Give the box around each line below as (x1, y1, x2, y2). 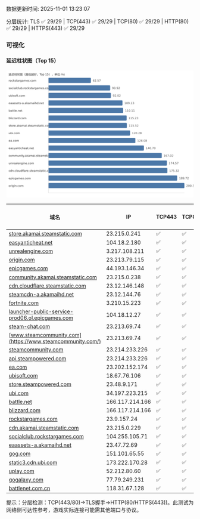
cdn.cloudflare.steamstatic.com (8, 282, 86, 289)
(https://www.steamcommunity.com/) (8, 338, 101, 345)
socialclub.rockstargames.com (8, 432, 85, 440)
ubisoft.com (8, 372, 38, 379)
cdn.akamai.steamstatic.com (8, 424, 79, 431)
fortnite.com (8, 299, 39, 307)
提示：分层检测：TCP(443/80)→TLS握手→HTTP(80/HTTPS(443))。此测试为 (6, 499, 194, 506)
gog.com (8, 450, 31, 458)
